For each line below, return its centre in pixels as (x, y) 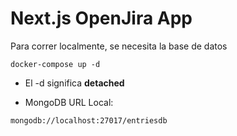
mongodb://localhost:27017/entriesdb (89, 120)
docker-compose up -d (55, 64)
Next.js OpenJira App (101, 18)
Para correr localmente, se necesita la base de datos (119, 46)
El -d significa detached (74, 83)
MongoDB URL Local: (69, 102)
